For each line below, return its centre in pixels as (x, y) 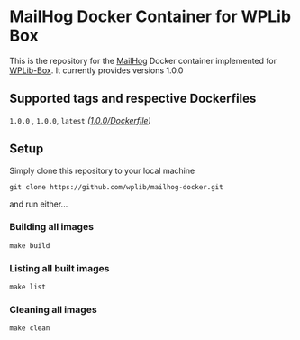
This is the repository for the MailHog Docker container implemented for (143, 60)
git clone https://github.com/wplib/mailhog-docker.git (116, 187)
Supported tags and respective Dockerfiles (133, 99)
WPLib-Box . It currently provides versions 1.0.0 (96, 70)
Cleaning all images (53, 310)
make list (28, 287)
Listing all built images (59, 268)
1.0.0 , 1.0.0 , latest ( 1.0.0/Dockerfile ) (80, 120)
